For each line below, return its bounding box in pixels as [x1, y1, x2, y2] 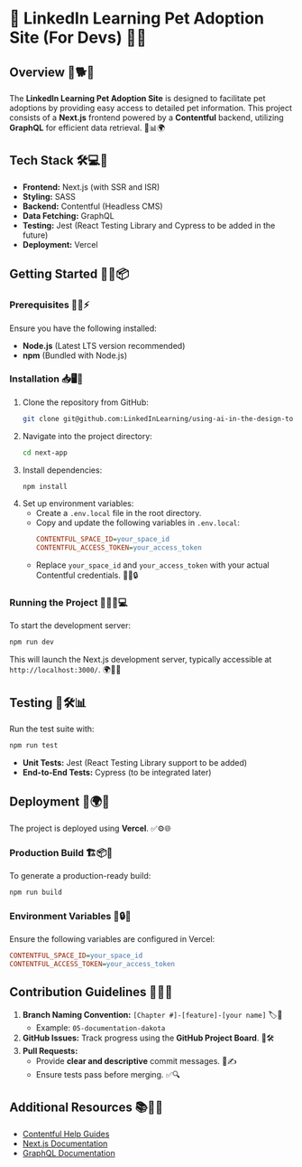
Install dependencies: [22, 465, 103, 475]
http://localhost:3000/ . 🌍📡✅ [9, 664, 122, 675]
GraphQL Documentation [22, 1147, 115, 1158]
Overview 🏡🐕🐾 [9, 64, 95, 80]
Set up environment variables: [22, 498, 134, 509]
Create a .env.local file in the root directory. [35, 508, 202, 519]
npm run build [9, 888, 63, 898]
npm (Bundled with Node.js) [22, 350, 128, 361]
